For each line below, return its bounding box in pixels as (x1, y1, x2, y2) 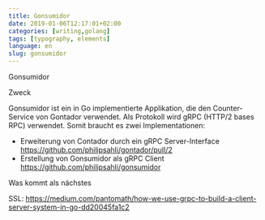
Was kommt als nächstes (8, 178, 92, 188)
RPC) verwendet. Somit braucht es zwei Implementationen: (8, 121, 205, 130)
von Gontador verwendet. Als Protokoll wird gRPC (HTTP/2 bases (35, 112, 254, 122)
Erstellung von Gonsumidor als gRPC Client (19, 153, 165, 163)
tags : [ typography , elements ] (8, 34, 111, 43)
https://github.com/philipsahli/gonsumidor (19, 162, 161, 171)
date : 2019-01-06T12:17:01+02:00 (8, 19, 122, 28)
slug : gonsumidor (8, 50, 67, 58)
